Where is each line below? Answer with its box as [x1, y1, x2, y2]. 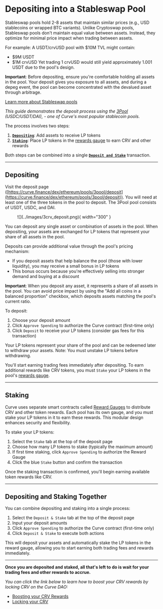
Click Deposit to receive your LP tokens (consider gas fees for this [12, 328, 145, 334]
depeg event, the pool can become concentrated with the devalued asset [5, 84, 152, 90]
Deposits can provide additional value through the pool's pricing [5, 243, 133, 249]
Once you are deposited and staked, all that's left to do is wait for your [5, 564, 149, 570]
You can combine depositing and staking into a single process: [5, 506, 130, 511]
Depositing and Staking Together [5, 492, 107, 501]
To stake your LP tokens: [5, 429, 54, 435]
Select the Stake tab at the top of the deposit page [12, 438, 113, 444]
